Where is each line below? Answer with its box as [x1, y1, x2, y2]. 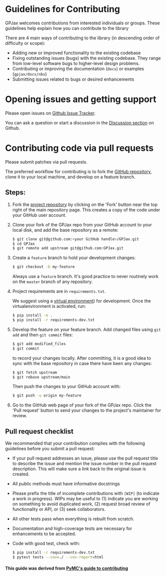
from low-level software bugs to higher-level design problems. [12, 60, 140, 66]
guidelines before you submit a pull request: [5, 446, 95, 452]
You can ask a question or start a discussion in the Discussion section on [5, 119, 154, 125]
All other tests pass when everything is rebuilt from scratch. [12, 516, 135, 522]
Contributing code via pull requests [5, 143, 154, 154]
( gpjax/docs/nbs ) [12, 71, 47, 77]
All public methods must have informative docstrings [12, 481, 120, 487]
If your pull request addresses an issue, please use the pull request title [12, 455, 159, 461]
